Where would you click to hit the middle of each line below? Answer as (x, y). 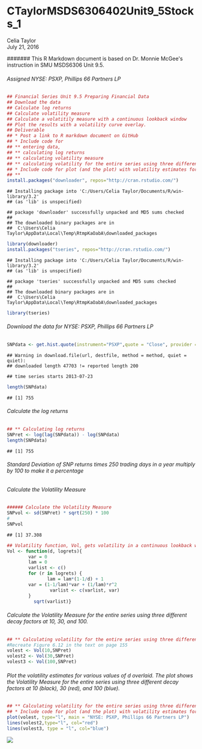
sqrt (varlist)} (52, 601)
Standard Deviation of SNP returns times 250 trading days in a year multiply (101, 465)
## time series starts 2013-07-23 (50, 376)
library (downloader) (33, 244)
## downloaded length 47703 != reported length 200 (73, 366)
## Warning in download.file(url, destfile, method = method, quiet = (97, 355)
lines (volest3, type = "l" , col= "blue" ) (58, 729)
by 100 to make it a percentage (45, 471)
